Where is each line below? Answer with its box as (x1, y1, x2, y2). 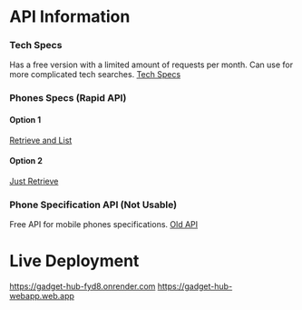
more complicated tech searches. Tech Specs (9, 69, 181, 80)
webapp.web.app (9, 291, 75, 302)
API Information (9, 6, 131, 27)
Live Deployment (9, 251, 140, 272)
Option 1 (9, 115, 42, 125)
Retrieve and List (9, 135, 73, 145)
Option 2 (9, 155, 43, 166)
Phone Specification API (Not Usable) (9, 198, 178, 211)
